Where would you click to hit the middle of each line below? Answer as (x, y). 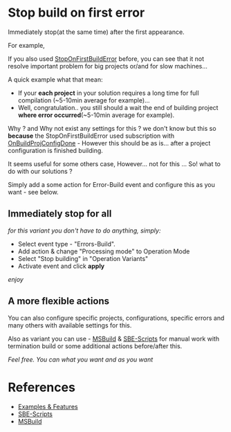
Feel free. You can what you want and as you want (81, 359)
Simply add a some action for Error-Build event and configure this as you (111, 184)
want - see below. (33, 192)
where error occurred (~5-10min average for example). (96, 115)
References (41, 387)
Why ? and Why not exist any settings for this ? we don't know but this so (112, 128)
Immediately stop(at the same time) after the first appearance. (96, 32)
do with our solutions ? (40, 171)
